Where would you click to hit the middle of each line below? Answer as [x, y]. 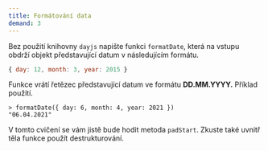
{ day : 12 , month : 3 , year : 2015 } [68, 69]
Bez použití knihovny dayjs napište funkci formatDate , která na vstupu [124, 46]
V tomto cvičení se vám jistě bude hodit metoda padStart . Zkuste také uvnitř [134, 130]
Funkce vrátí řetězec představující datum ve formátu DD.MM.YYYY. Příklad [133, 84]
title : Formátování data [50, 16]
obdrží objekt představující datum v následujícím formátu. [104, 55]
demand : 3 [25, 23]
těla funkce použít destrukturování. [66, 138]
